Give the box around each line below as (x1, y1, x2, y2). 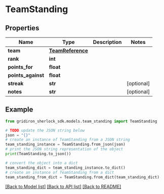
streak (8, 80, 24, 87)
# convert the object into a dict (5, 160, 78, 165)
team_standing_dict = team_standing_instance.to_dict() (5, 165, 126, 170)
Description (93, 39, 122, 45)
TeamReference (49, 47, 89, 54)
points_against (8, 72, 45, 79)
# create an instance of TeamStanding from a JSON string (5, 137, 130, 142)
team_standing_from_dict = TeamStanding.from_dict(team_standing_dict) (5, 174, 159, 180)
